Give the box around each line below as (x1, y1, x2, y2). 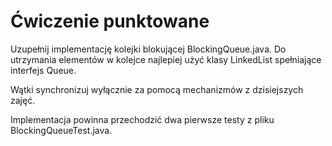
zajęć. (10, 94, 36, 106)
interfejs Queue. (10, 64, 77, 76)
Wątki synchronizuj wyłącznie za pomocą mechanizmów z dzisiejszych (10, 83, 304, 95)
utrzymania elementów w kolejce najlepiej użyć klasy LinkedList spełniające (10, 53, 322, 65)
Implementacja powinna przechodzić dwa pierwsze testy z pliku (10, 113, 275, 125)
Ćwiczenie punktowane (10, 10, 210, 33)
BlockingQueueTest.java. (10, 124, 113, 136)
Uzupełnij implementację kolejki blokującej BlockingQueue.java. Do (10, 43, 287, 55)
